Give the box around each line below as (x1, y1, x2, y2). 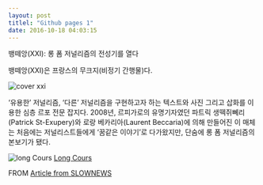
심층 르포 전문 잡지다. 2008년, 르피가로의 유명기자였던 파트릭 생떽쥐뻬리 (22, 108, 246, 117)
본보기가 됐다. (8, 138, 51, 147)
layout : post (8, 11, 51, 20)
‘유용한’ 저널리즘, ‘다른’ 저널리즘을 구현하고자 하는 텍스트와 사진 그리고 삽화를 (8, 98, 246, 108)
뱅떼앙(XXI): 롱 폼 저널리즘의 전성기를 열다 (8, 49, 139, 59)
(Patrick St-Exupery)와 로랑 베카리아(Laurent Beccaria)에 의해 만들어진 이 (8, 118, 242, 127)
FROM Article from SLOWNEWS (8, 168, 112, 178)
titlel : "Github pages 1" (8, 19, 93, 27)
